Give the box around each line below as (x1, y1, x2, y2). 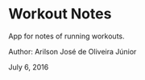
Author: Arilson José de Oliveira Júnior (8, 46, 137, 56)
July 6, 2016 (8, 62, 49, 72)
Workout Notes (8, 5, 112, 23)
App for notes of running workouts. (8, 31, 125, 41)
